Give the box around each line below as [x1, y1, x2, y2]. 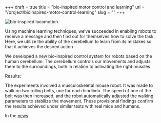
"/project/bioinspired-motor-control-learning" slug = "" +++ [5, 9, 125, 15]
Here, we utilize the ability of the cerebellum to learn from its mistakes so [5, 39, 152, 44]
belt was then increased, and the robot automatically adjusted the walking [5, 93, 154, 99]
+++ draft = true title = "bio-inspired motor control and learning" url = [5, 4, 145, 10]
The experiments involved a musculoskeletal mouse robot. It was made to [5, 82, 153, 88]
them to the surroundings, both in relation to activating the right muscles [5, 63, 150, 69]
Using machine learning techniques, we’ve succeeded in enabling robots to [5, 28, 157, 34]
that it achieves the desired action [5, 44, 73, 49]
